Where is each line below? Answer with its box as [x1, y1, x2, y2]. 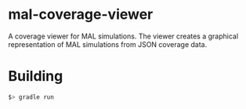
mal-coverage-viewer [8, 5, 154, 24]
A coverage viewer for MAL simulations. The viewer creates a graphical [8, 31, 239, 41]
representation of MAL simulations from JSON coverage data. [8, 39, 208, 49]
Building [8, 67, 63, 85]
